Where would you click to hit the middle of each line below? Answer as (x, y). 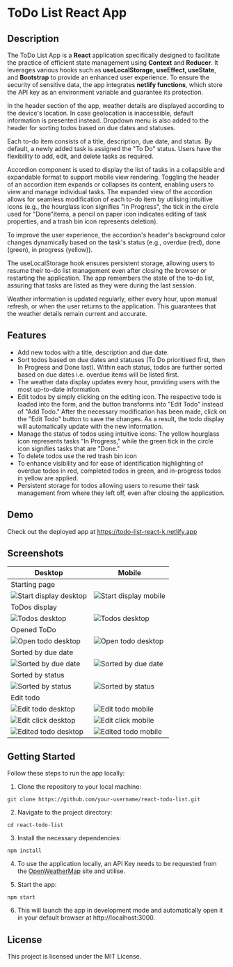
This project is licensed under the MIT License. (74, 957)
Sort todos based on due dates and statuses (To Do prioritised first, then (121, 359)
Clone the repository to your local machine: (79, 787)
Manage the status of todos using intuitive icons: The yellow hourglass (118, 434)
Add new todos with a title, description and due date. (93, 352)
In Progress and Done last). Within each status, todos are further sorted (120, 367)
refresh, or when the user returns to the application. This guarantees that (112, 306)
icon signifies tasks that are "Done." (69, 448)
